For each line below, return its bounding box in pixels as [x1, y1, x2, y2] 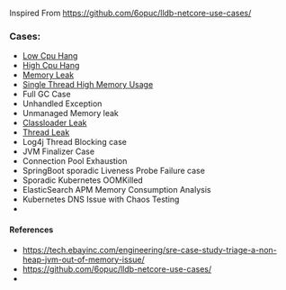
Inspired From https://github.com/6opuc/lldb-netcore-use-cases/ [9, 8, 252, 18]
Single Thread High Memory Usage [22, 79, 154, 90]
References [9, 224, 54, 235]
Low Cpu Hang [22, 50, 78, 61]
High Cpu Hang [22, 60, 80, 71]
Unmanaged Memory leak [22, 108, 119, 119]
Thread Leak [22, 127, 70, 138]
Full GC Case [22, 89, 71, 100]
